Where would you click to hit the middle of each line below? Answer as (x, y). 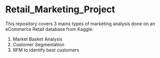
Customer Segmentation (38, 44)
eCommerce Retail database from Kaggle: (49, 29)
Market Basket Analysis (37, 39)
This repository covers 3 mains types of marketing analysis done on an (80, 24)
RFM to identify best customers (46, 50)
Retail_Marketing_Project (60, 9)
